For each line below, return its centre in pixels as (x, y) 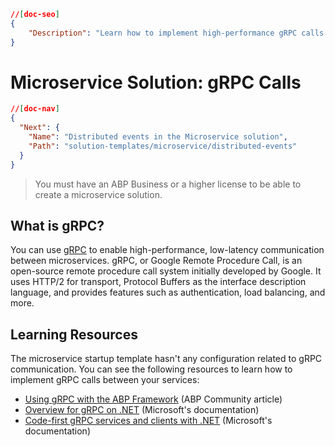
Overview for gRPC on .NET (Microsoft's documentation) (142, 410)
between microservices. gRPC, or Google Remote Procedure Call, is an (156, 261)
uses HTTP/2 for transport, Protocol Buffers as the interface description (158, 282)
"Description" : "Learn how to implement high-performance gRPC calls (176, 33)
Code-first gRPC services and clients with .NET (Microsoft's (148, 421)
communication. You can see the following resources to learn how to (151, 369)
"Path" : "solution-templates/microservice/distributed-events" (163, 146)
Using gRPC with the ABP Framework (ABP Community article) (153, 399)
